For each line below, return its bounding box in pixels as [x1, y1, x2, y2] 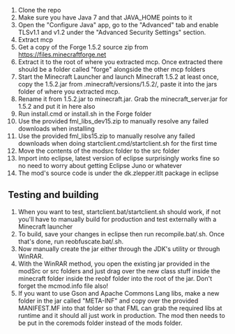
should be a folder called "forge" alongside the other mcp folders [17, 66, 206, 73]
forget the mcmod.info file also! [17, 282, 109, 290]
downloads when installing [17, 125, 95, 132]
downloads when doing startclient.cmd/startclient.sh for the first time [17, 139, 218, 147]
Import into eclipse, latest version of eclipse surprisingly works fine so [17, 154, 220, 162]
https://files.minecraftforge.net [17, 50, 107, 59]
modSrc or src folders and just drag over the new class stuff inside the [17, 266, 221, 275]
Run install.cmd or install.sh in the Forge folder [17, 109, 152, 118]
